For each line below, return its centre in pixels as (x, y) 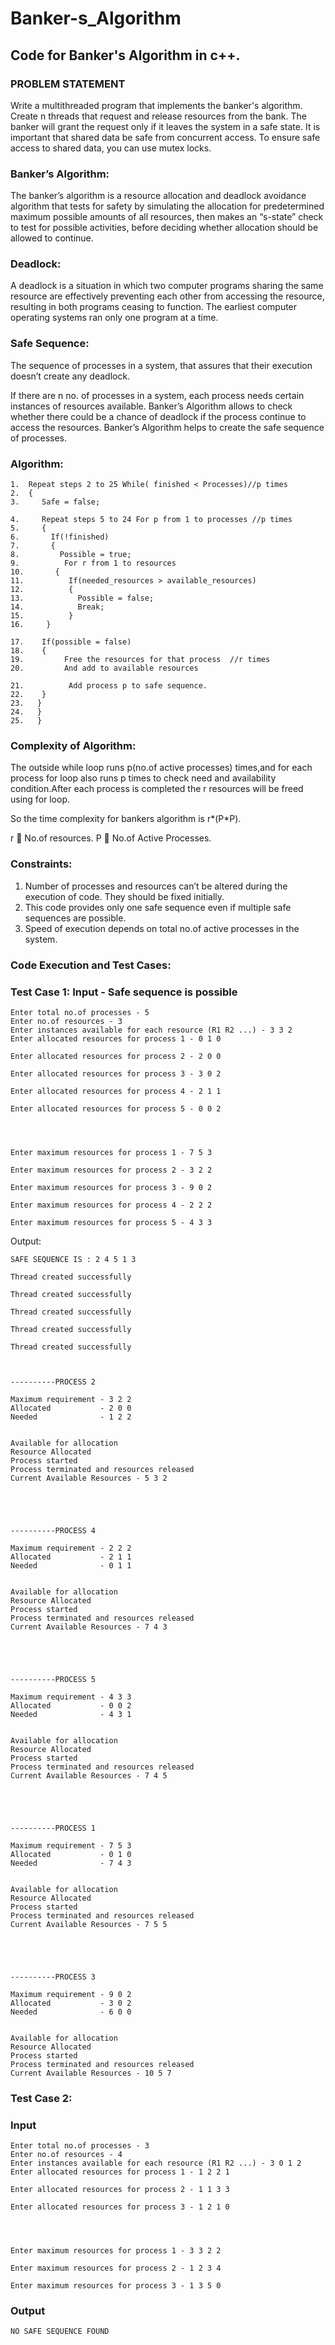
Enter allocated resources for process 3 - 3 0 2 (116, 1073)
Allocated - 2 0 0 (71, 1408)
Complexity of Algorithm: (73, 745)
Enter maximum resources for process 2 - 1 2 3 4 (116, 2268)
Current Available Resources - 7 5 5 (89, 1924)
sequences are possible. (75, 918)
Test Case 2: (41, 2098)
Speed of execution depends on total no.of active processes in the (162, 928)
